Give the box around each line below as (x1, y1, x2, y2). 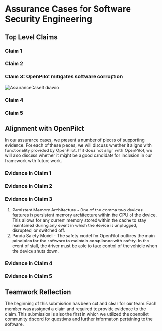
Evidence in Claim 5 (5, 273, 52, 280)
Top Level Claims (5, 33, 58, 41)
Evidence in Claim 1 (5, 170, 52, 177)
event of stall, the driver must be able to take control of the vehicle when (12, 243, 158, 249)
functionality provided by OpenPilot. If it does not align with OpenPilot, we (5, 148, 153, 153)
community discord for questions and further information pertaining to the (5, 316, 153, 322)
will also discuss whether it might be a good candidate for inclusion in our (5, 152, 152, 158)
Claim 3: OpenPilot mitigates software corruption (5, 74, 123, 80)
